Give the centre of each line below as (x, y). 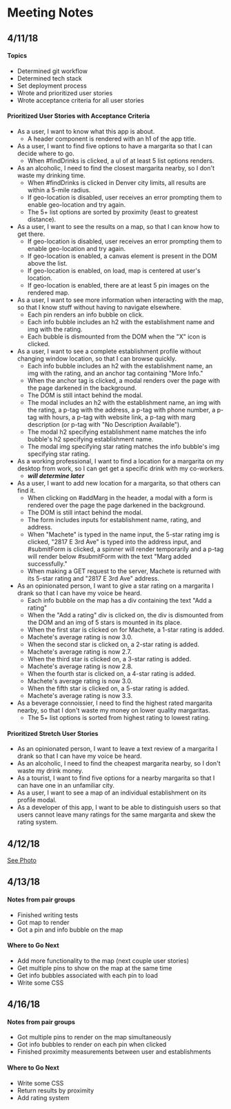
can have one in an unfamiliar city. (66, 786)
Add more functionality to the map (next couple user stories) (103, 961)
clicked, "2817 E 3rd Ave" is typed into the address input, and (114, 541)
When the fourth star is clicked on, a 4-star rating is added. (111, 673)
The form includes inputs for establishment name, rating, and (114, 519)
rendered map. (49, 292)
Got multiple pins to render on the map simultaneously (94, 1037)
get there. (31, 234)
